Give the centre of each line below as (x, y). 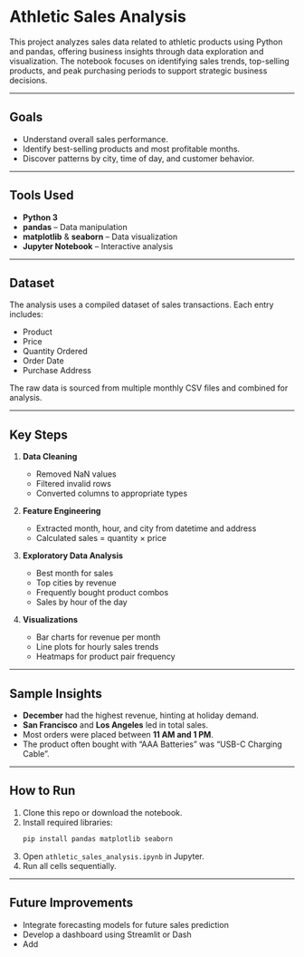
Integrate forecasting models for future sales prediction (125, 924)
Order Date (43, 361)
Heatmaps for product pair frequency (105, 657)
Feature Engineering (62, 511)
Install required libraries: (67, 822)
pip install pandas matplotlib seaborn (98, 839)
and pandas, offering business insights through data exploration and (137, 51)
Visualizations (50, 620)
